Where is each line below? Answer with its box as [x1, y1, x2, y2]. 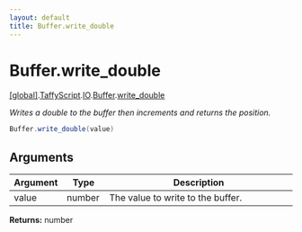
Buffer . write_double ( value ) [9, 125, 115, 134]
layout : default [9, 13, 70, 22]
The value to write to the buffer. [109, 192, 243, 204]
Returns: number [9, 215, 74, 226]
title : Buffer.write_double [9, 22, 115, 31]
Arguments [9, 149, 75, 165]
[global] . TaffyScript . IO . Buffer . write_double [9, 90, 165, 101]
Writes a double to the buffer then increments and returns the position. [9, 107, 271, 118]
